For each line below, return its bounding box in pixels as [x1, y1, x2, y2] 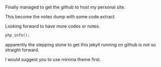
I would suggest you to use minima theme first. [5, 56, 101, 62]
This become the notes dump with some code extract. [5, 14, 116, 19]
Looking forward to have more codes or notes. [5, 23, 100, 29]
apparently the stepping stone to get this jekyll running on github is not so [5, 41, 156, 47]
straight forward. [5, 47, 40, 53]
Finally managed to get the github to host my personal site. [5, 4, 126, 10]
